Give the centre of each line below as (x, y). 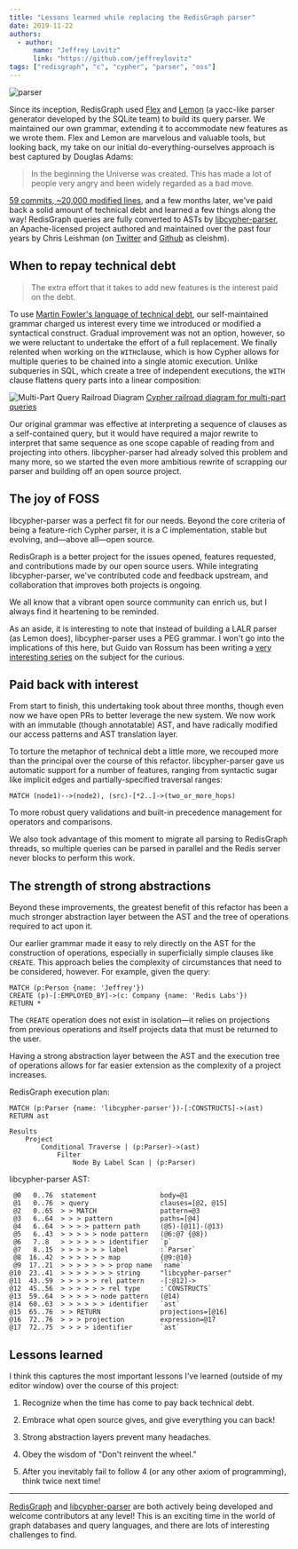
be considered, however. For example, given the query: (110, 972)
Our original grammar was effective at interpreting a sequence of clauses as (148, 423)
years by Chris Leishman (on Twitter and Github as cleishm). (119, 238)
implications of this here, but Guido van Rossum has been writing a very (141, 647)
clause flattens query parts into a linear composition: (106, 380)
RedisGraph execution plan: (60, 1092)
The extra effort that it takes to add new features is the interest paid (154, 287)
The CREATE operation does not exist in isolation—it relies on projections (140, 1020)
